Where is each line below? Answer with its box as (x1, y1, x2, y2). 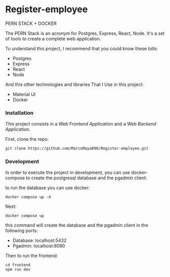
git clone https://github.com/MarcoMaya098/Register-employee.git (5, 146, 149, 151)
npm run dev (5, 267, 30, 272)
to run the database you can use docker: (5, 184, 90, 191)
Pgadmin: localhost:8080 (12, 243, 65, 249)
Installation (5, 109, 34, 116)
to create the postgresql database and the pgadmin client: (26, 175, 147, 181)
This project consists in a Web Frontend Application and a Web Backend (5, 121, 156, 127)
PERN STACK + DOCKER (5, 20, 57, 26)
